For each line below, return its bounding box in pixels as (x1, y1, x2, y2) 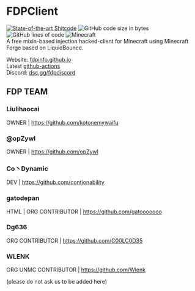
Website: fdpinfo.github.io (6, 56, 72, 63)
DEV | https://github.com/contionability (6, 179, 105, 186)
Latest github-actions (6, 62, 61, 70)
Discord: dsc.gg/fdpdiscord (6, 68, 76, 76)
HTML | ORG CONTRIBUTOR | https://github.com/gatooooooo (6, 208, 162, 215)
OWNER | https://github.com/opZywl (6, 148, 99, 155)
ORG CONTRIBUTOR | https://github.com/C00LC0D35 (6, 237, 143, 244)
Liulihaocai (6, 105, 40, 114)
